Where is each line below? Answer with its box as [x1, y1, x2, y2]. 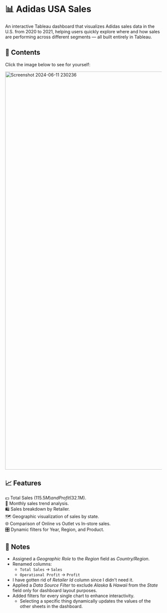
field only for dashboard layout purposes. [12, 588, 97, 594]
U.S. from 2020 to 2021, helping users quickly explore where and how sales [5, 28, 160, 34]
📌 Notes [5, 542, 30, 551]
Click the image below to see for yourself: [5, 61, 90, 67]
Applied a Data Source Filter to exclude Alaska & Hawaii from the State [12, 582, 158, 588]
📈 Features [5, 479, 41, 488]
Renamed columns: [12, 561, 52, 567]
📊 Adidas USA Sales [5, 3, 91, 15]
